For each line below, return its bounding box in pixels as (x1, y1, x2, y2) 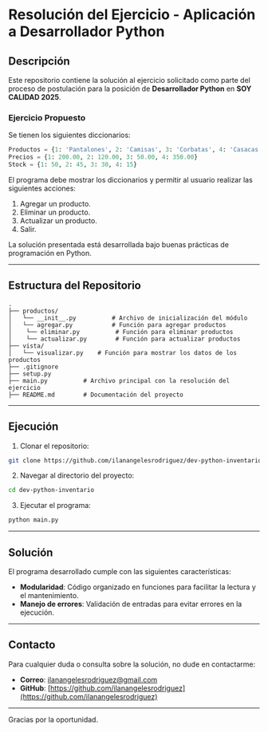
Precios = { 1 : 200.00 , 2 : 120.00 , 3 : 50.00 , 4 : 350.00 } (8, 153, 198, 161)
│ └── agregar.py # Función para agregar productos (8, 321, 227, 329)
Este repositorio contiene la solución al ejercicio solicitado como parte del (8, 76, 251, 85)
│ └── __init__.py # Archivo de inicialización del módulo (8, 313, 248, 322)
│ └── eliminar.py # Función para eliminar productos (8, 328, 234, 336)
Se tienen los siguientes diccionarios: (8, 130, 131, 140)
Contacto (8, 638, 56, 651)
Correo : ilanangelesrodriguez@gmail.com (19, 675, 158, 684)
